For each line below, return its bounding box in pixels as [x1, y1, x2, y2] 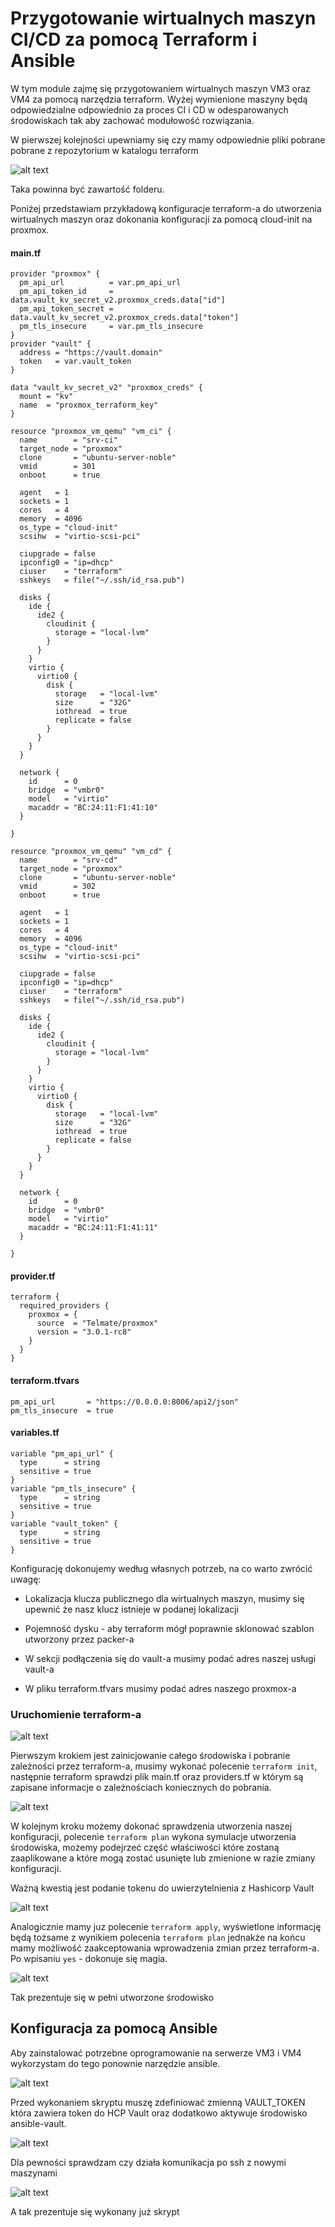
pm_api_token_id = [19, 287, 114, 297]
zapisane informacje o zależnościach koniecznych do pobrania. [10, 1782, 272, 1794]
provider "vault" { [10, 339, 92, 349]
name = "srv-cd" [19, 855, 118, 866]
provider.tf [10, 1270, 56, 1282]
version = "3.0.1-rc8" [36, 1327, 132, 1337]
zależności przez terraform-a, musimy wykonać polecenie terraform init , [10, 1760, 318, 1772]
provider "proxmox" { [10, 269, 101, 279]
